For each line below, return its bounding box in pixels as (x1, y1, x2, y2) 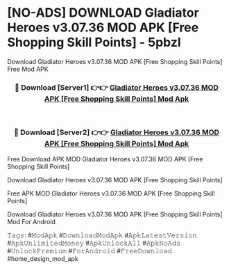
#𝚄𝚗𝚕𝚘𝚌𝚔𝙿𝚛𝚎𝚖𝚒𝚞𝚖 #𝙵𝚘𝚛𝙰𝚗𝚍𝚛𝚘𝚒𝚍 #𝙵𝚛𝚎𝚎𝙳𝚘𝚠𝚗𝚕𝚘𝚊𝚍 (7, 246, 172, 255)
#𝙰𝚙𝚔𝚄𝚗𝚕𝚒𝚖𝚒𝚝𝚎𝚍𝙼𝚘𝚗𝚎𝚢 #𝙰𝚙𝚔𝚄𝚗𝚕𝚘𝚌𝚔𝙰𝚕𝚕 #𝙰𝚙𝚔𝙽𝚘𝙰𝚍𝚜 (7, 239, 181, 247)
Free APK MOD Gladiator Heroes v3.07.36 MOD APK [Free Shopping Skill (7, 189, 215, 198)
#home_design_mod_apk (7, 254, 78, 262)
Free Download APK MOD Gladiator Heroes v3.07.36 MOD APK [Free (7, 154, 203, 163)
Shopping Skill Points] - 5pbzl (7, 35, 182, 50)
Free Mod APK (7, 65, 49, 73)
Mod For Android (7, 217, 56, 225)
